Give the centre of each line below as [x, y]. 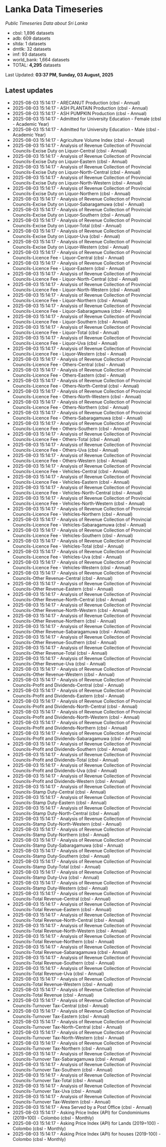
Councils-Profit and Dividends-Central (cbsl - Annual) [68, 685]
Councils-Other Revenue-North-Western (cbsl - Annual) [70, 610]
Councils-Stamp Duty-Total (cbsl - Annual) [57, 866]
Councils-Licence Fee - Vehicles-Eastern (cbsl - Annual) [71, 482]
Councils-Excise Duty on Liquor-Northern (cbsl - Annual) [71, 193]
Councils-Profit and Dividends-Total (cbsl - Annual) [66, 760]
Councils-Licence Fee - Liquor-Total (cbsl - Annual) [66, 332]
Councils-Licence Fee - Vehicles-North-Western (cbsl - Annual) [78, 503]
